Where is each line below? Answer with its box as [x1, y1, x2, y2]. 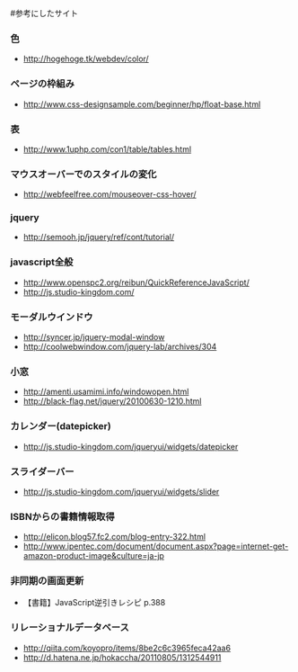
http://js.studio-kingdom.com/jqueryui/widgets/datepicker [22, 441, 239, 452]
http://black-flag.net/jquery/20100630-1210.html [22, 396, 202, 407]
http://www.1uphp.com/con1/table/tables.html [22, 143, 192, 155]
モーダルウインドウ [10, 310, 93, 323]
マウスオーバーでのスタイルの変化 [10, 167, 157, 180]
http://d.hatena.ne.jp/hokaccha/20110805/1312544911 [22, 651, 222, 663]
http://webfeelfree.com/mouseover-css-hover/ [22, 189, 197, 200]
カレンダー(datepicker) [10, 420, 111, 433]
